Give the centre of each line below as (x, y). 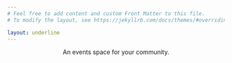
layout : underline (33, 33)
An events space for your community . (116, 52)
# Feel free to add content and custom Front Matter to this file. (106, 13)
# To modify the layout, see (49, 20)
